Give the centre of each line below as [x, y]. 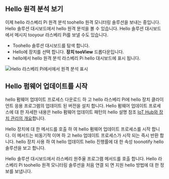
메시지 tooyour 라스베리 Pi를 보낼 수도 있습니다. [61, 35]
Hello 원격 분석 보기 [34, 9]
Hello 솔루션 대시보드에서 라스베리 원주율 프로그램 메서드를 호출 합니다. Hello [81, 158]
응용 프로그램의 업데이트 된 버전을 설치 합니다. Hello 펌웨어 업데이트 [81, 105]
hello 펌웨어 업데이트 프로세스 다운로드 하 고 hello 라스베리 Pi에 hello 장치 [78, 99]
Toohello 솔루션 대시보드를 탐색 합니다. [51, 45]
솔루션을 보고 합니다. [25, 148]
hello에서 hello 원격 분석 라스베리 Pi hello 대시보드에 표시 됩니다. [76, 58]
